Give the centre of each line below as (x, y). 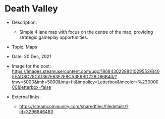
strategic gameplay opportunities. (54, 37)
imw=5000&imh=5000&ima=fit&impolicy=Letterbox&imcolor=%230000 (85, 82)
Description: (24, 22)
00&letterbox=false (31, 87)
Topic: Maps (25, 47)
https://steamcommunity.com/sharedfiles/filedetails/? (74, 106)
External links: (26, 97)
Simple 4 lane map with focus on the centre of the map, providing (86, 32)
